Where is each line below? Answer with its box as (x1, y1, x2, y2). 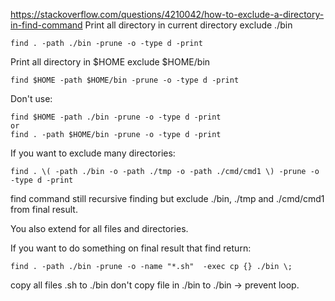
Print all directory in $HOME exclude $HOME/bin (10, 56, 211, 68)
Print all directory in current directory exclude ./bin (84, 19, 293, 31)
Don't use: (10, 93, 53, 104)
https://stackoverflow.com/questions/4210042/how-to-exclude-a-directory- (10, 9, 325, 20)
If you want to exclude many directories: (10, 147, 176, 159)
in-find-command (10, 19, 83, 31)
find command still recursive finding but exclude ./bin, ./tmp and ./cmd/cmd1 (10, 193, 325, 204)
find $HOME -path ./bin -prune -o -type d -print (10, 112, 222, 122)
